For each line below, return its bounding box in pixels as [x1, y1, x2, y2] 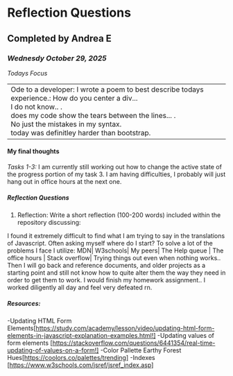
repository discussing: [17, 219, 81, 227]
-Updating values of [157, 332, 215, 340]
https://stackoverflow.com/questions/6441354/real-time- [52, 339, 216, 348]
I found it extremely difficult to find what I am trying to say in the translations [7, 232, 225, 240]
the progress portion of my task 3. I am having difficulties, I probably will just [7, 170, 226, 178]
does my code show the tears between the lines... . [10, 110, 176, 120]
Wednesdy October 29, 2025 [7, 53, 107, 63]
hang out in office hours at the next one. [7, 178, 122, 186]
